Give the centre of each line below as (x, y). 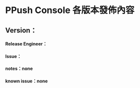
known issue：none (27, 81)
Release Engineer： (26, 44)
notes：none (19, 68)
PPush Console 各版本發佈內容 (70, 10)
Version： (21, 30)
